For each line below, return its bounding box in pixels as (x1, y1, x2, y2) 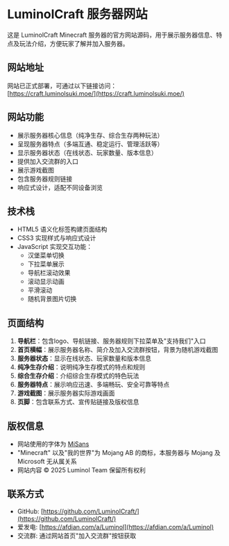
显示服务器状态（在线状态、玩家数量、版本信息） (17, 148, 158, 156)
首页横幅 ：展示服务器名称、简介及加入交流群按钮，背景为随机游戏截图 (17, 346, 219, 354)
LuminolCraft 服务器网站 (7, 6, 148, 22)
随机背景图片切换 (27, 295, 77, 303)
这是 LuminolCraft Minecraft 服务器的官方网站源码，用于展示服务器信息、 (7, 31, 217, 39)
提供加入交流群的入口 (17, 157, 78, 166)
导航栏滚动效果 (27, 268, 71, 277)
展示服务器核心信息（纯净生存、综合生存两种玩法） (17, 131, 164, 139)
